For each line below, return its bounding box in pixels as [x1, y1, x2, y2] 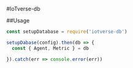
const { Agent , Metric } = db [12, 45, 89, 51]
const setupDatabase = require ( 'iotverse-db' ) [6, 29, 127, 35]
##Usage [6, 17, 30, 24]
